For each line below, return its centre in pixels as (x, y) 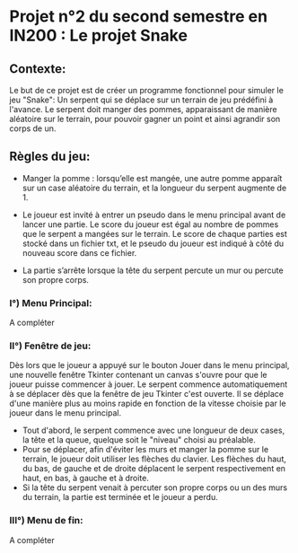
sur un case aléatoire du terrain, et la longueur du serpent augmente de (154, 188)
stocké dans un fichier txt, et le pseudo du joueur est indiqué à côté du (153, 243)
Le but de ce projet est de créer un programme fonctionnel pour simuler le (147, 90)
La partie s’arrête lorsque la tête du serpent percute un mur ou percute (153, 270)
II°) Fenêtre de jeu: (50, 346)
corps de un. (33, 128)
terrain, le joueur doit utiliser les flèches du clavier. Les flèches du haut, (154, 459)
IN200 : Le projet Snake (99, 35)
